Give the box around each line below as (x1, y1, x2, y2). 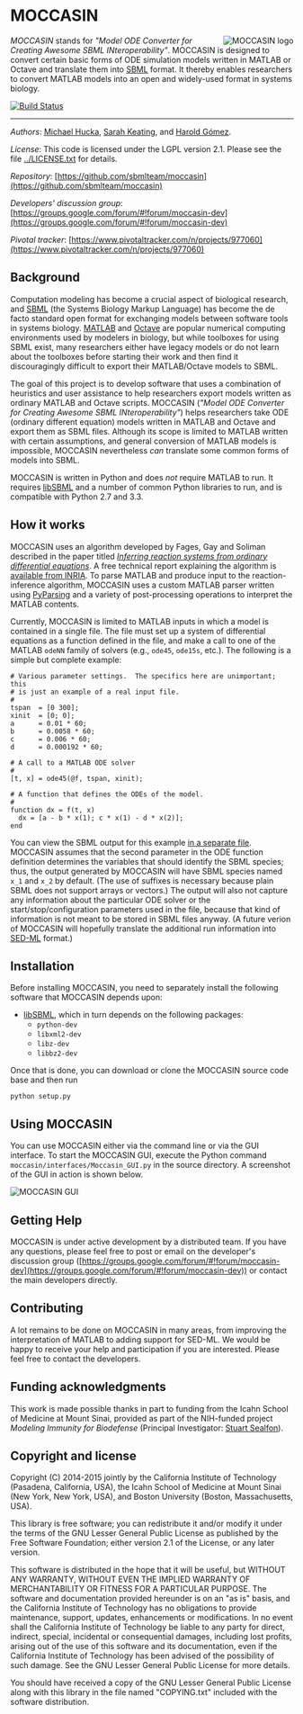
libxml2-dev (36, 1030, 82, 1039)
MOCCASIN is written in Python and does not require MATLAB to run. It (10, 471, 273, 482)
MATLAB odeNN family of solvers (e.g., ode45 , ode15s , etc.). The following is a (10, 644, 291, 655)
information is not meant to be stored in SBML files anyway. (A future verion (10, 913, 291, 924)
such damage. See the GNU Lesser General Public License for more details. (10, 1660, 290, 1671)
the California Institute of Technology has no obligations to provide (10, 1602, 257, 1613)
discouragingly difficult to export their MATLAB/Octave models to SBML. (10, 361, 278, 372)
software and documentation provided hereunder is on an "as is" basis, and (10, 1593, 290, 1604)
